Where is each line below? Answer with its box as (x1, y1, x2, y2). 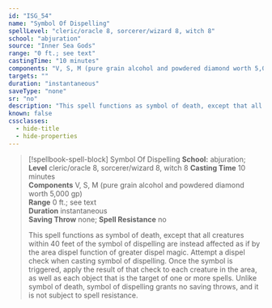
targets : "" (8, 72, 49, 80)
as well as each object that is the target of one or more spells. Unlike (28, 272, 257, 283)
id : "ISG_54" (8, 11, 53, 20)
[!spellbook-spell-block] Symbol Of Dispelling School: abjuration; (28, 154, 246, 164)
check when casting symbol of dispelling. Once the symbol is (28, 255, 233, 265)
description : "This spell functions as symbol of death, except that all (8, 102, 263, 110)
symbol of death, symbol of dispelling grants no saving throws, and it (28, 281, 259, 291)
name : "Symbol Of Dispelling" (8, 19, 111, 27)
